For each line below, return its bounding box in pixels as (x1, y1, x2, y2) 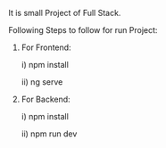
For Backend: (21, 94, 71, 104)
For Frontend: (21, 42, 72, 53)
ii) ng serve (21, 77, 63, 87)
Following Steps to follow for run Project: (8, 25, 158, 35)
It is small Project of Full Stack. (8, 8, 121, 18)
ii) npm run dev (21, 128, 78, 139)
